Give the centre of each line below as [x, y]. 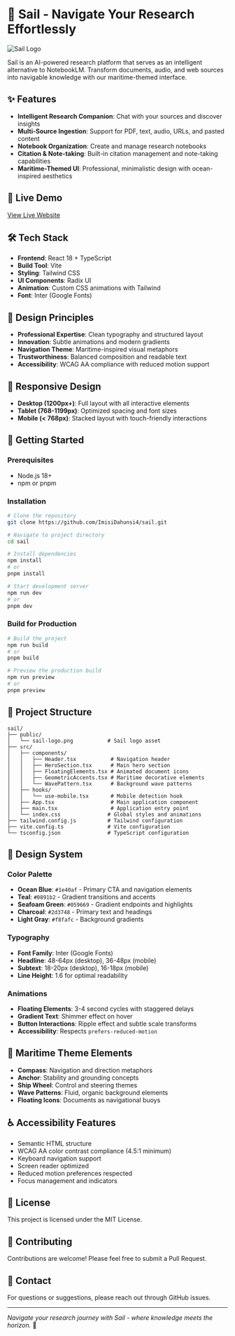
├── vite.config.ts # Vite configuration [89, 827]
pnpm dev [20, 606]
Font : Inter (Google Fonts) [55, 296]
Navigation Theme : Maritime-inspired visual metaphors [98, 350]
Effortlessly [42, 29]
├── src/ [20, 747]
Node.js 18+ [35, 475]
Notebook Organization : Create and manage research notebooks [112, 146]
